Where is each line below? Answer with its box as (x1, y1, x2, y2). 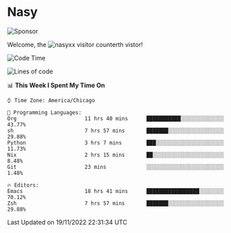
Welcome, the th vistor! (7, 40, 143, 48)
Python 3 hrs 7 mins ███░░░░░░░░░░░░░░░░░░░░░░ (7, 139, 225, 146)
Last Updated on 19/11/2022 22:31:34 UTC (7, 218, 128, 226)
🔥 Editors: (7, 181, 39, 189)
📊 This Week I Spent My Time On (7, 81, 105, 89)
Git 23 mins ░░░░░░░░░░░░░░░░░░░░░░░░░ (7, 163, 225, 170)
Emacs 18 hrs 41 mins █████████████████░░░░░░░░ (7, 187, 225, 194)
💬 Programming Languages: (7, 109, 82, 116)
